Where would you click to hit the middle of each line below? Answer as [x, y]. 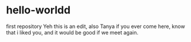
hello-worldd [38, 10]
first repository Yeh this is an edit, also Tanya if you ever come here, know [95, 26]
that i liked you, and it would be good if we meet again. [72, 32]
